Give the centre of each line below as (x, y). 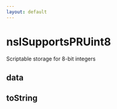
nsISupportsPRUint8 (59, 41)
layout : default (27, 12)
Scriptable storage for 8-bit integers (51, 59)
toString (22, 98)
